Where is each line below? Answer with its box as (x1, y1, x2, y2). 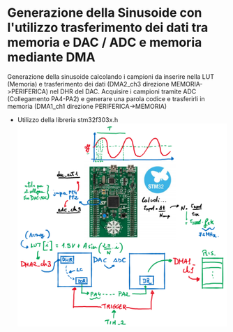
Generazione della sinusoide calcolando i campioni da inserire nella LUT (7, 72, 215, 81)
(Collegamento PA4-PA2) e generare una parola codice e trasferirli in (7, 94, 206, 103)
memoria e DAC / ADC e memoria (7, 35, 202, 50)
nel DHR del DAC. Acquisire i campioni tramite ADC (50, 87, 197, 96)
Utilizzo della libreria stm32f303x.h (17, 115, 119, 123)
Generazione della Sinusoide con (7, 5, 202, 21)
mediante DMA (7, 50, 96, 66)
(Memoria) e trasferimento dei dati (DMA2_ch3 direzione (7, 80, 170, 88)
